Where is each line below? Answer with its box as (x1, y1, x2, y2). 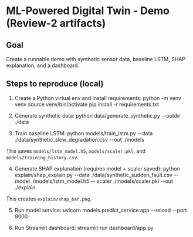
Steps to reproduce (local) (6, 79, 104, 89)
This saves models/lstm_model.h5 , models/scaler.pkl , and (6, 147, 145, 154)
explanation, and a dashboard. (6, 62, 80, 69)
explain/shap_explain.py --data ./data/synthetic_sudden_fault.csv (14, 171, 173, 178)
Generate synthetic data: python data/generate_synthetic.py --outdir (14, 112, 181, 119)
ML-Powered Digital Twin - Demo (6, 4, 170, 18)
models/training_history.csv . (6, 153, 79, 161)
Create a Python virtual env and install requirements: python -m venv (14, 94, 182, 101)
